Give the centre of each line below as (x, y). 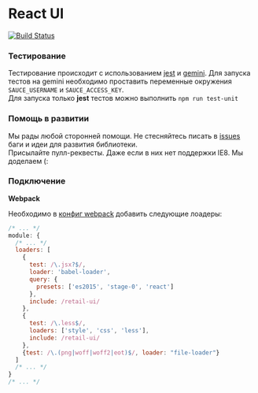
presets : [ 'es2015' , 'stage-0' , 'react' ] (105, 287)
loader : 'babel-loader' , (70, 273)
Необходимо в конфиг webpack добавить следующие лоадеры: (115, 213)
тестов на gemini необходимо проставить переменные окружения (120, 82)
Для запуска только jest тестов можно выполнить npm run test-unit (123, 98)
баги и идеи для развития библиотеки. (73, 144)
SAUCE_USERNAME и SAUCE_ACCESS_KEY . (66, 90)
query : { (43, 279)
